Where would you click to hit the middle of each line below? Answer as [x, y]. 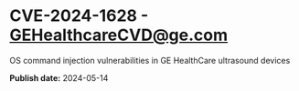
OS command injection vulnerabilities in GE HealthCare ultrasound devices [150, 60]
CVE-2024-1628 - [79, 16]
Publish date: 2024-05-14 [59, 77]
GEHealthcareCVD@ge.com [119, 35]
